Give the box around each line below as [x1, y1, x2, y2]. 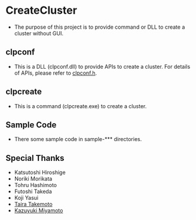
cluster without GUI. [14, 29, 64, 36]
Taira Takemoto [14, 201, 53, 208]
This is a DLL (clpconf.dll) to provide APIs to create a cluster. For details [14, 63, 191, 70]
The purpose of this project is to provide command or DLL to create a [14, 23, 185, 30]
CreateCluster [5, 4, 77, 17]
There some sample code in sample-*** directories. [14, 136, 142, 143]
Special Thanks [5, 153, 65, 163]
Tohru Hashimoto [14, 182, 57, 189]
